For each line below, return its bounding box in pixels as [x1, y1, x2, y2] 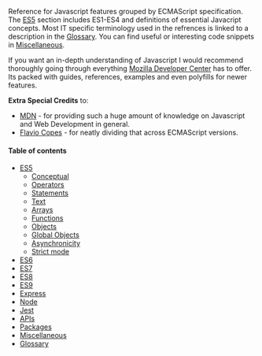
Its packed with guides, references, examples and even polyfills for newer [8, 72, 248, 81]
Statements [31, 188, 69, 198]
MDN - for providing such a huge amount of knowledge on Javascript [19, 111, 245, 121]
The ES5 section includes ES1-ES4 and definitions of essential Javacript [8, 15, 242, 24]
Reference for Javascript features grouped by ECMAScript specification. [8, 7, 243, 16]
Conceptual [31, 172, 69, 181]
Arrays [31, 205, 54, 215]
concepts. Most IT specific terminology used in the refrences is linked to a [8, 24, 249, 32]
